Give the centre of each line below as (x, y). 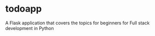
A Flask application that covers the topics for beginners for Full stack (77, 23)
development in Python (30, 28)
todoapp (23, 9)
